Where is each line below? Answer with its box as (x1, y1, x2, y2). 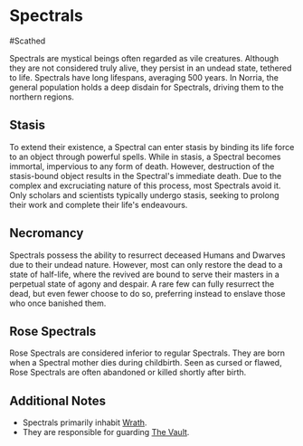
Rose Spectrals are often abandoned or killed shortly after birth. (9, 367, 247, 378)
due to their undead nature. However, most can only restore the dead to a (9, 259, 283, 270)
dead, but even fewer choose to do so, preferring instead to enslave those (9, 288, 286, 299)
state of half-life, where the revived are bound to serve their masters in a (9, 269, 280, 280)
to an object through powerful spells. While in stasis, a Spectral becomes (9, 151, 281, 162)
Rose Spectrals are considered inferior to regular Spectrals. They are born (9, 347, 285, 358)
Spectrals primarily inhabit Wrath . (22, 417, 147, 428)
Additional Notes (9, 393, 107, 408)
